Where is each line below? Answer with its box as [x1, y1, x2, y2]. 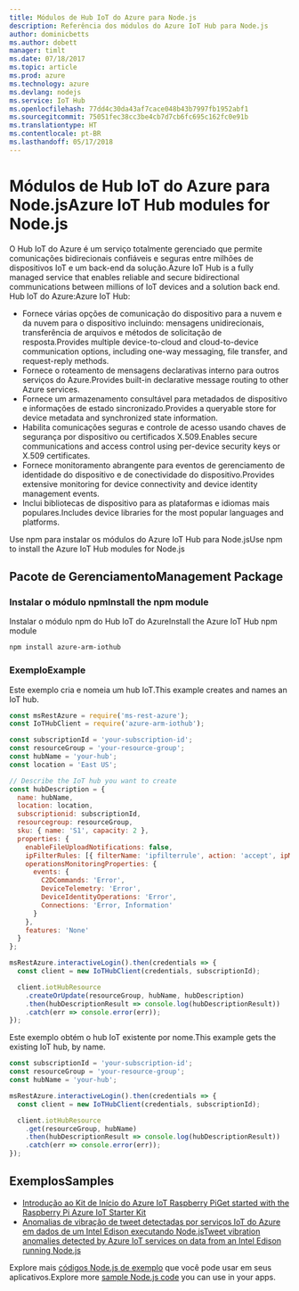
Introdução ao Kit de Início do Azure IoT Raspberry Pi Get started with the [21, 1197, 290, 1208]
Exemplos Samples [9, 1174, 115, 1189]
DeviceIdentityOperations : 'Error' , [41, 893, 177, 902]
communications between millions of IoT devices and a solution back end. [9, 281, 280, 292]
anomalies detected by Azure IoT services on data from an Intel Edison [21, 1235, 282, 1245]
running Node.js [21, 1245, 82, 1255]
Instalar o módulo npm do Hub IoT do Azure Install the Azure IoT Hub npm [9, 617, 278, 627]
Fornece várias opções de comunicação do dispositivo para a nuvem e [21, 308, 283, 319]
